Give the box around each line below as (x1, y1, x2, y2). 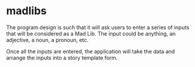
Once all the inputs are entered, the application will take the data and (6, 47, 175, 55)
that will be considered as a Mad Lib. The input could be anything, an (6, 30, 176, 37)
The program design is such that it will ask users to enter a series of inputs (6, 24, 190, 31)
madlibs (6, 4, 47, 18)
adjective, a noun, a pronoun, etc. (6, 36, 89, 43)
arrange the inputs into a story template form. (6, 54, 118, 61)
